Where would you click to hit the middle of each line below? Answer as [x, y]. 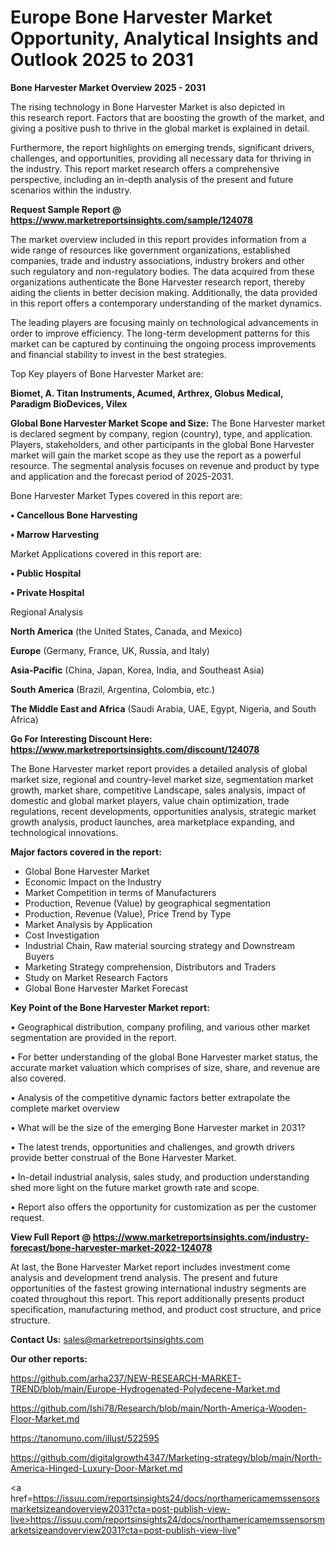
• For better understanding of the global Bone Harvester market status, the [164, 1057]
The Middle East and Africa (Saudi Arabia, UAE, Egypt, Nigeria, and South [163, 708]
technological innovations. [64, 832]
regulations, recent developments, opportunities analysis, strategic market [163, 811]
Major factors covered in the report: [86, 852]
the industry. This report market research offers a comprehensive [145, 168]
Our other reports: [49, 1358]
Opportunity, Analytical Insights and [164, 38]
